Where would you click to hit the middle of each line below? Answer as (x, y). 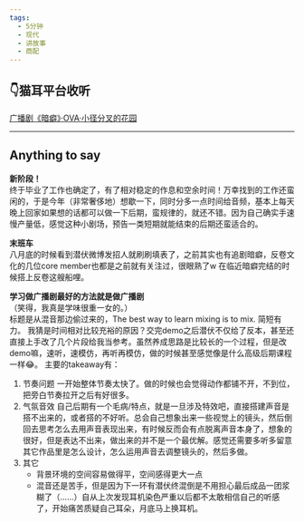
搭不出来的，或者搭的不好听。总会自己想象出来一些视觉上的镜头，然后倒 (157, 417)
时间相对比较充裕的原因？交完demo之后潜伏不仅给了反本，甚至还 (173, 330)
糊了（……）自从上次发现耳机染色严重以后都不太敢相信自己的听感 (158, 497)
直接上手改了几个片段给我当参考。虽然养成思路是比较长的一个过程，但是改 (148, 342)
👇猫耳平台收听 (50, 90)
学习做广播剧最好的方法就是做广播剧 (77, 296)
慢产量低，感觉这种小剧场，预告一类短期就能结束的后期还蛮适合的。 (136, 224)
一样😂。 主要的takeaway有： (65, 364)
